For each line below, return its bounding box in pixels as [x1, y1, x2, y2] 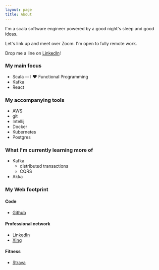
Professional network [5, 221, 51, 227]
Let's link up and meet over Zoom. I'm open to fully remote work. [5, 40, 137, 46]
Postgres [12, 135, 31, 140]
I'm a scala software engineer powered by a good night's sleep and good [5, 25, 155, 31]
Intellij [12, 119, 25, 125]
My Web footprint [5, 186, 49, 193]
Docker [12, 124, 28, 130]
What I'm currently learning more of [5, 147, 93, 154]
